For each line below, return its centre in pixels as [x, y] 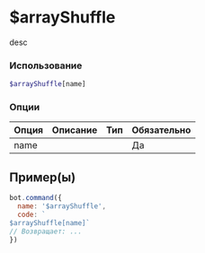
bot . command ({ [36, 198]
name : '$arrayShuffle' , [62, 206]
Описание [75, 130]
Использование [46, 65]
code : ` [32, 214]
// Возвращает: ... [46, 231]
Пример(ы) [43, 177]
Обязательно [161, 130]
